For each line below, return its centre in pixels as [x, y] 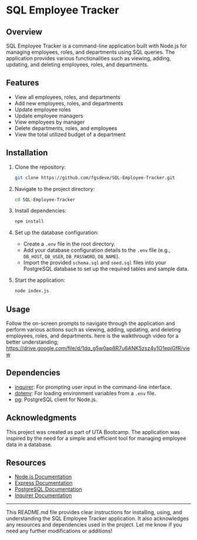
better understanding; [32, 342]
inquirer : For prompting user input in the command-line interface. [93, 387]
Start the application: [40, 280]
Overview [24, 32]
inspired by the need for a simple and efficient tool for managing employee [96, 438]
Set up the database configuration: [57, 233]
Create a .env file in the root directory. [69, 244]
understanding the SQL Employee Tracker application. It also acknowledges [98, 518]
